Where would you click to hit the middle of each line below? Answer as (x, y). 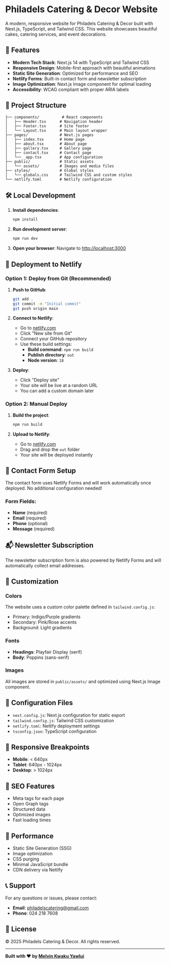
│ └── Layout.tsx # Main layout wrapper (56, 131)
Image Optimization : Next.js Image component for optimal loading (82, 84)
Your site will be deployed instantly (56, 455)
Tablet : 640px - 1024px (37, 765)
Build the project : (31, 415)
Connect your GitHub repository (53, 339)
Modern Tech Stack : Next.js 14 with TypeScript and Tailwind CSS (81, 62)
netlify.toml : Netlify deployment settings (56, 726)
